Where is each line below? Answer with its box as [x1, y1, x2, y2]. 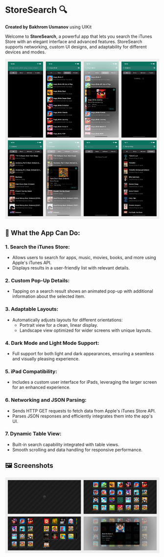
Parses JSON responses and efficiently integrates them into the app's [12, 413, 153, 419]
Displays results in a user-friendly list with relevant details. [12, 265, 130, 271]
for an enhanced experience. [12, 385, 71, 390]
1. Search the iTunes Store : [5, 243, 70, 250]
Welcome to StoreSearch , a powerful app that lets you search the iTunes [5, 33, 152, 39]
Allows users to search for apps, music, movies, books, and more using [12, 255, 157, 261]
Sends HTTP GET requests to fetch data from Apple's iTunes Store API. [12, 408, 156, 413]
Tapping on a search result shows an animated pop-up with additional [12, 288, 153, 294]
